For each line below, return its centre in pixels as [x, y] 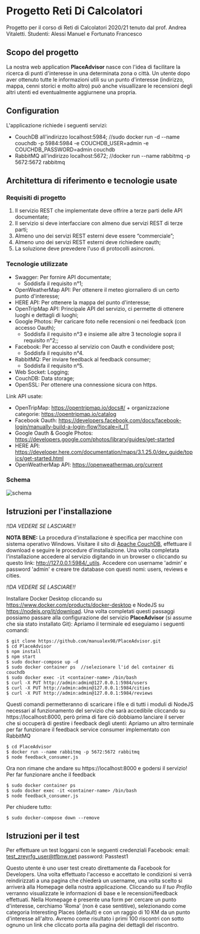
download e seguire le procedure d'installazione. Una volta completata [93, 550]
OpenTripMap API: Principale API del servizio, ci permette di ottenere [99, 308]
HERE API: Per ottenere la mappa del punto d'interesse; [82, 302]
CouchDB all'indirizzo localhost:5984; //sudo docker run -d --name [97, 137]
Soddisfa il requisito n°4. [54, 353]
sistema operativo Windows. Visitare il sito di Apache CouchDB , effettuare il [99, 543]
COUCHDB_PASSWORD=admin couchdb [65, 149]
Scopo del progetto [43, 53]
